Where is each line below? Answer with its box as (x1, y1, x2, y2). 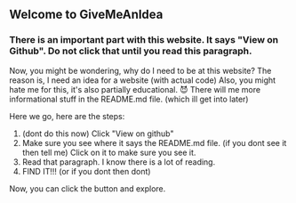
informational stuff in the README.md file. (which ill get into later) (9, 93, 249, 104)
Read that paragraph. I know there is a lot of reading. (21, 156, 216, 167)
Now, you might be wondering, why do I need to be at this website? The (9, 65, 272, 76)
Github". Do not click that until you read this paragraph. (9, 45, 252, 57)
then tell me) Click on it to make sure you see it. (21, 147, 196, 158)
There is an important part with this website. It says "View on (9, 34, 278, 46)
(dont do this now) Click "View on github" (21, 128, 175, 139)
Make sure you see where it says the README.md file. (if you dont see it (21, 137, 287, 148)
